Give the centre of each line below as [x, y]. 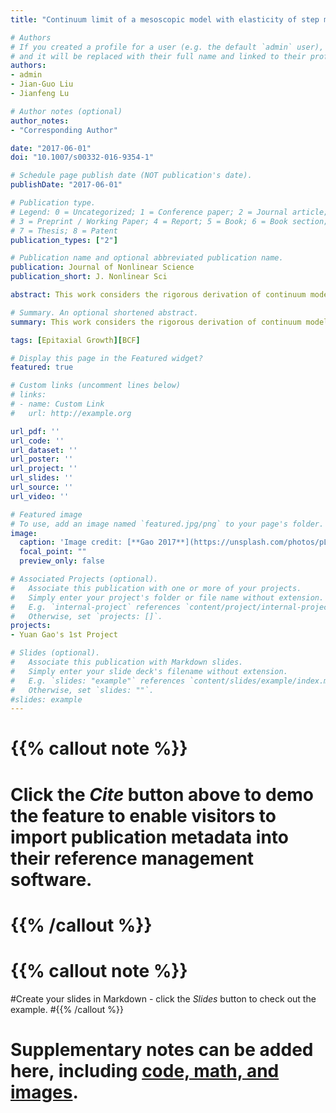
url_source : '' [42, 487]
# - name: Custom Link [57, 404]
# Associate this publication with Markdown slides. [127, 662]
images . [44, 1092]
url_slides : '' [42, 478]
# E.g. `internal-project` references [96, 607]
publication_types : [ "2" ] [64, 240]
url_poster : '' [42, 459]
